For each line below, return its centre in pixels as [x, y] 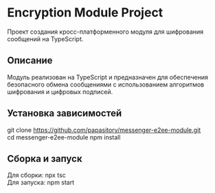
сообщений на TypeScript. [45, 38]
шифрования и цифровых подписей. [60, 91]
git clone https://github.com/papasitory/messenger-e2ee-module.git [104, 130]
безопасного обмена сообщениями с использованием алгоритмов [106, 84]
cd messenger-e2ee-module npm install [64, 137]
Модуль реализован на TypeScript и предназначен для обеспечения [107, 77]
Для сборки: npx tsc [37, 175]
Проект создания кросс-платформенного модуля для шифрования [105, 32]
